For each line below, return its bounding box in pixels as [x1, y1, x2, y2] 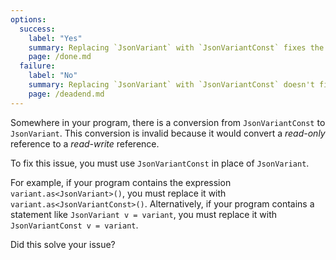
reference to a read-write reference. [10, 137, 160, 150]
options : [10, 14, 47, 25]
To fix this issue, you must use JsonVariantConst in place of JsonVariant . [10, 157, 310, 169]
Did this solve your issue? [10, 238, 116, 250]
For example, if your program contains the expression [10, 176, 232, 188]
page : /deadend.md [28, 89, 105, 99]
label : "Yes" [28, 33, 83, 43]
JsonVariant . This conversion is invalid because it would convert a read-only [10, 127, 326, 139]
